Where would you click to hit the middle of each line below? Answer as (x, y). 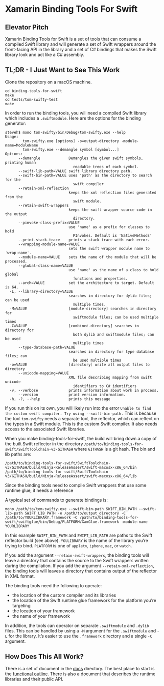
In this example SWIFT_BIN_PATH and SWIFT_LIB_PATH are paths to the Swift (79, 535)
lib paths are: (18, 454)
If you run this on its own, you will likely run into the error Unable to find (78, 408)
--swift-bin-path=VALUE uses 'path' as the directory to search (85, 175)
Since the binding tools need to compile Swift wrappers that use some (76, 485)
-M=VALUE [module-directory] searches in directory (83, 309)
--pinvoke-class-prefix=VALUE (49, 223)
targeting (21, 605)
